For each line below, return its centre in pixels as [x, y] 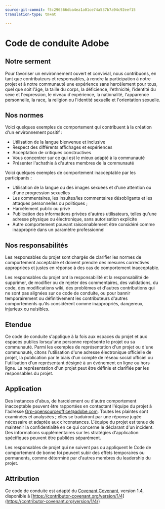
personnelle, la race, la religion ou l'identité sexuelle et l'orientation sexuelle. [83, 100]
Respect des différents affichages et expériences [62, 147]
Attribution [22, 479]
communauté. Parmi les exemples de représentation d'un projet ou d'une [79, 347]
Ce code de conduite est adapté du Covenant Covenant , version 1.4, [75, 491]
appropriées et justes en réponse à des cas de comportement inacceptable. [82, 268]
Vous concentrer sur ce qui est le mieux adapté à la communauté [78, 158]
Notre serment [28, 62]
